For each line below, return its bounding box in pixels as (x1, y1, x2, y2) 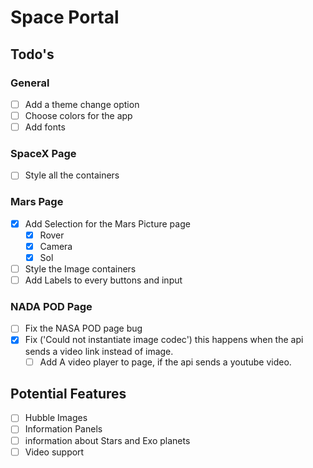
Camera (39, 240, 73, 252)
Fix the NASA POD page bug (24, 322, 143, 335)
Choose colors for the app (24, 109, 133, 121)
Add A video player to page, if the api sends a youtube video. (39, 356, 292, 368)
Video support (24, 446, 85, 458)
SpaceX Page (10, 146, 77, 160)
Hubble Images (24, 412, 88, 424)
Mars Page (10, 195, 64, 209)
